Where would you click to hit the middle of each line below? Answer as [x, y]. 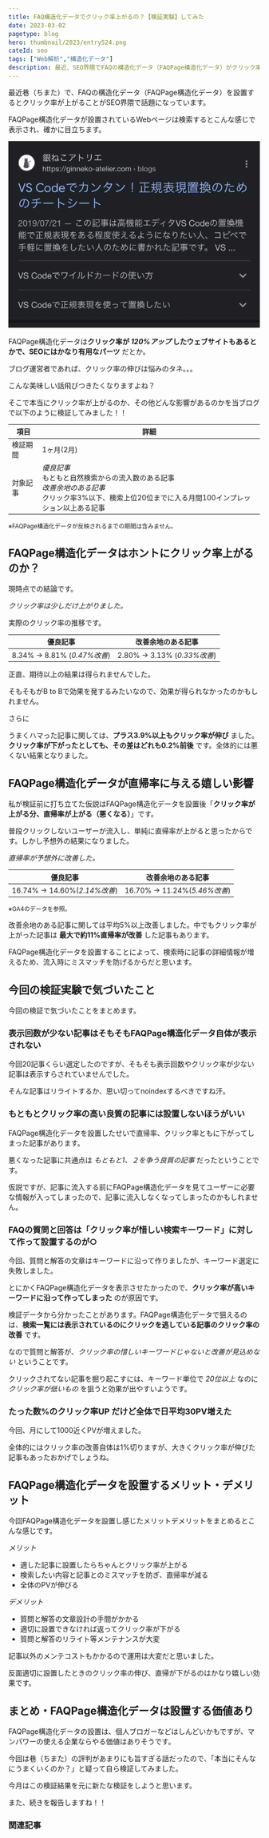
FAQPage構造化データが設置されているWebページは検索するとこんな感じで [132, 119]
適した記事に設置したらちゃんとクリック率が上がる [104, 1565]
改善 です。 [27, 1334]
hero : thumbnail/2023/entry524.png [67, 42]
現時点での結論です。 [43, 588]
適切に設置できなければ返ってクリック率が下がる [100, 1629]
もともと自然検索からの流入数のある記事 [109, 477]
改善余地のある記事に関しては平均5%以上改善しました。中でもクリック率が [133, 925]
